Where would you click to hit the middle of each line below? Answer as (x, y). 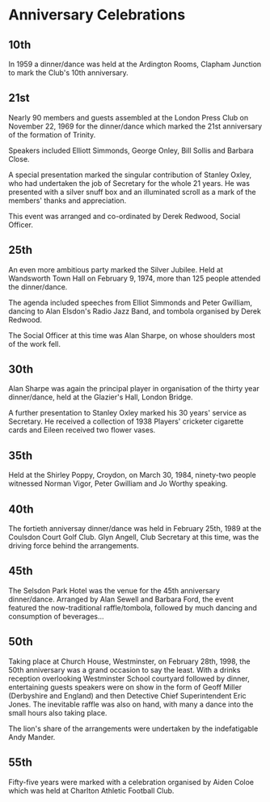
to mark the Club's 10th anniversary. (69, 73)
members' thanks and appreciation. (67, 200)
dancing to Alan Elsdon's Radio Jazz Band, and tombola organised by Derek (135, 311)
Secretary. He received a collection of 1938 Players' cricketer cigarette (126, 421)
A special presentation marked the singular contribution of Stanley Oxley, (130, 175)
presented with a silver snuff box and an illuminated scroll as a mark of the (132, 192)
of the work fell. (34, 344)
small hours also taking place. (58, 712)
